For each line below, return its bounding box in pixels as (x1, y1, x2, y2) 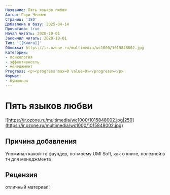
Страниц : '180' (5, 17, 38, 22)
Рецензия (5, 171, 38, 179)
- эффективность (5, 59, 40, 64)
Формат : (5, 74, 22, 79)
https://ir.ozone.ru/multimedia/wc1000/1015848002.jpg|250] (8, 117, 134, 123)
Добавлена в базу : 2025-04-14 (5, 21, 70, 27)
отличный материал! (5, 184, 50, 190)
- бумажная (5, 78, 28, 83)
